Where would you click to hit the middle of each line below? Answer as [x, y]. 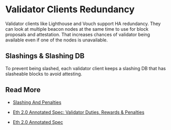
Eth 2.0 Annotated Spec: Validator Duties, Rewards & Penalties [79, 112]
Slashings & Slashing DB [45, 56]
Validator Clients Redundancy [70, 9]
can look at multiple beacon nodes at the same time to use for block [77, 29]
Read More [23, 90]
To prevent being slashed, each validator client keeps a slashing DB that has [86, 68]
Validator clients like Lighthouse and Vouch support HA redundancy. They [83, 24]
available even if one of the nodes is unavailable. [57, 40]
